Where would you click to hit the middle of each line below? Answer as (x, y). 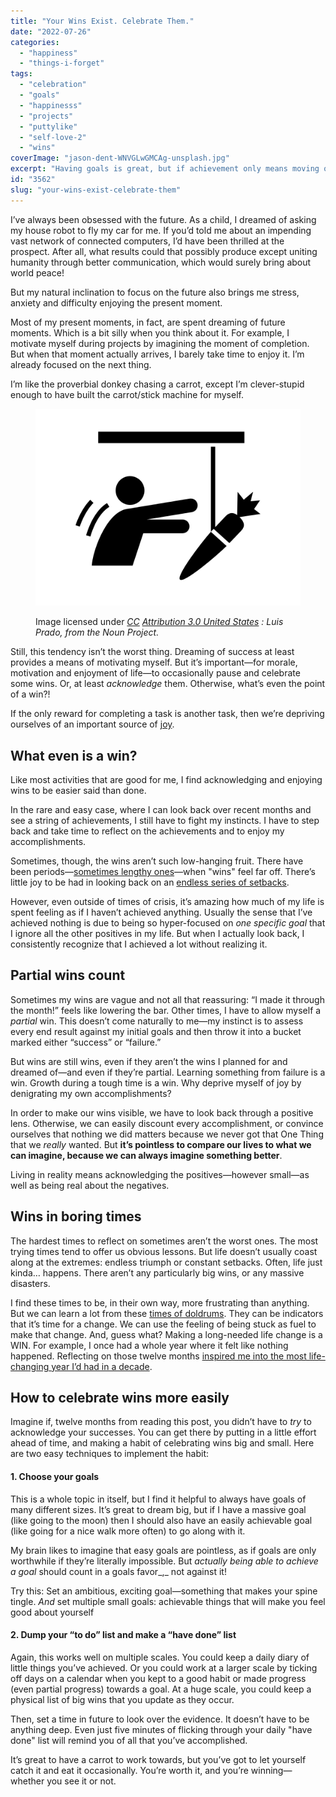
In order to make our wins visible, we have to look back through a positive (162, 1112)
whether (27, 1781)
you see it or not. (81, 1781)
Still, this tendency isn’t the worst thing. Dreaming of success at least (152, 652)
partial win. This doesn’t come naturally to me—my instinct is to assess (157, 1021)
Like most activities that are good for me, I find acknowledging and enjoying (166, 779)
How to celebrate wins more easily (120, 1397)
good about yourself (52, 1612)
